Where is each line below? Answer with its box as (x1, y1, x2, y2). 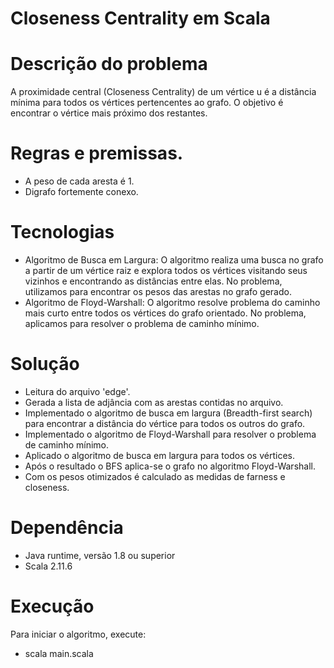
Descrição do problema (10, 53, 208, 76)
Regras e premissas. (10, 142, 184, 165)
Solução (10, 353, 80, 376)
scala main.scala (24, 647, 94, 659)
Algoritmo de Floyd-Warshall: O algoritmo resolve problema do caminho (24, 297, 321, 308)
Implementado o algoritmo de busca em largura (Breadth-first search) (24, 407, 313, 419)
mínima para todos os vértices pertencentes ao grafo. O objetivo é (10, 97, 284, 109)
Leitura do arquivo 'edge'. (24, 385, 131, 397)
